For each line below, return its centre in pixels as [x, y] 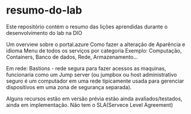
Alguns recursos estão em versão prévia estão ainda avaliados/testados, [94, 99]
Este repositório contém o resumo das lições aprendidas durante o [87, 27]
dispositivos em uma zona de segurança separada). [69, 87]
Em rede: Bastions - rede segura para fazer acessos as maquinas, [86, 68]
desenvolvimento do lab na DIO [44, 32]
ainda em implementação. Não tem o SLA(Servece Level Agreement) [90, 105]
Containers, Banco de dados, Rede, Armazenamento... [72, 57]
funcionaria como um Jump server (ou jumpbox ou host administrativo [92, 74]
